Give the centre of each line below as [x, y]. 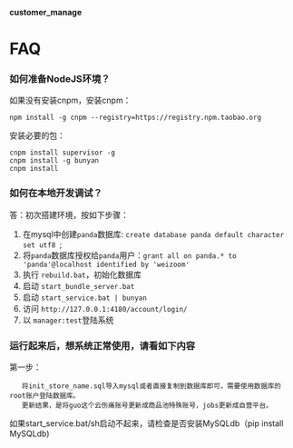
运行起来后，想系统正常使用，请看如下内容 [103, 345]
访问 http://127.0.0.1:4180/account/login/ [105, 308]
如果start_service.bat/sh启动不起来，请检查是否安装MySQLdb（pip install [146, 423]
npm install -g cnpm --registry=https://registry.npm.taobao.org [135, 118]
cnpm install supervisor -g [63, 153]
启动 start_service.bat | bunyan [84, 297]
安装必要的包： [37, 135]
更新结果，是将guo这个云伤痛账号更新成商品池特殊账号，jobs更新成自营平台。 [147, 406]
